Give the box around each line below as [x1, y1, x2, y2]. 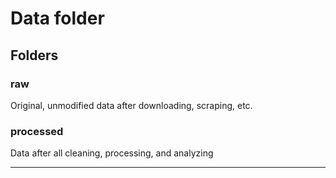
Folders [10, 47, 59, 64]
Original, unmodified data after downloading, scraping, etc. [10, 99, 253, 111]
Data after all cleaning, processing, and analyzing [10, 147, 214, 159]
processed [10, 124, 64, 138]
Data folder [10, 7, 105, 30]
